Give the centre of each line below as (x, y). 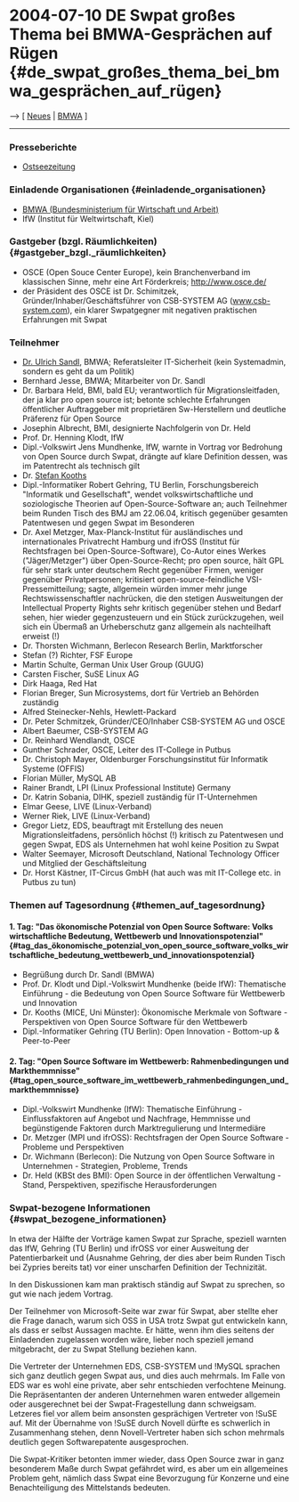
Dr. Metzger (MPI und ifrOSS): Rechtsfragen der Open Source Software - (155, 1138)
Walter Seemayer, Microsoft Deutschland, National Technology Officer (151, 854)
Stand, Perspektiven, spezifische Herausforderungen (119, 1185)
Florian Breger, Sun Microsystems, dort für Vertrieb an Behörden (141, 693)
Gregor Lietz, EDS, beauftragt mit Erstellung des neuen (123, 825)
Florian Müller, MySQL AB (69, 778)
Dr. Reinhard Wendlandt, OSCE (78, 741)
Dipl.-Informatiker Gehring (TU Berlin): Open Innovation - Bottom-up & (151, 1031)
